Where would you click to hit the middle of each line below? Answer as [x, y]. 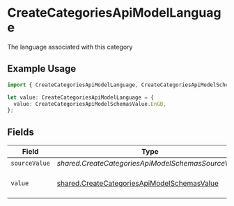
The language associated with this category [70, 47]
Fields [21, 132]
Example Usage [42, 69]
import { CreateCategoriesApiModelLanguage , [73, 85]
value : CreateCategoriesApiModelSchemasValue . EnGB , [90, 104]
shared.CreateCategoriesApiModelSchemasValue [138, 184]
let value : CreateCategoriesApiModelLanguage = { [81, 97]
